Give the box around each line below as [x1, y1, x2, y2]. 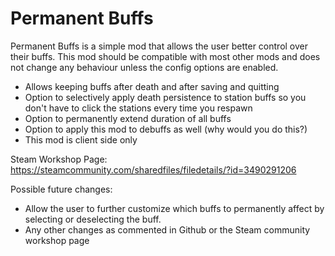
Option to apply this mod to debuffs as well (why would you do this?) [24, 123, 308, 135]
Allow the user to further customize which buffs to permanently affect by [24, 202, 325, 214]
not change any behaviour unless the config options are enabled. [10, 61, 279, 73]
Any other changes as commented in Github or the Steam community [24, 223, 311, 236]
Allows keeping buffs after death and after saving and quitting [24, 80, 280, 92]
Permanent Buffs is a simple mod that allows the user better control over [10, 40, 309, 52]
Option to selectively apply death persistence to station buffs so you [24, 91, 307, 103]
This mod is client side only [24, 133, 138, 146]
